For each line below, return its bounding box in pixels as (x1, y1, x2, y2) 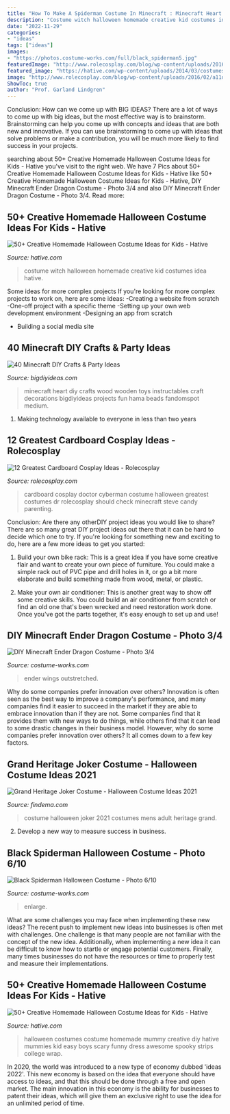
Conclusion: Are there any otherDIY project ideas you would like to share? (7, 518, 216, 526)
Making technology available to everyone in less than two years (16, 414, 196, 423)
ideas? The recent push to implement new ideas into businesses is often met (7, 923, 223, 931)
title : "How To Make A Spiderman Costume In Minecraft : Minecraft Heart (7, 10, 222, 17)
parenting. (23, 504, 53, 512)
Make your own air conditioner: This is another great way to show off (16, 588, 212, 596)
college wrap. (23, 1049, 63, 1057)
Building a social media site (16, 322, 94, 330)
